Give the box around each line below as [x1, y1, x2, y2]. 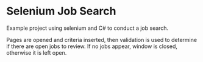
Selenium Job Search [6, 4, 116, 18]
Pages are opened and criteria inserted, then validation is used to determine [6, 36, 197, 43]
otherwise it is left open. [6, 49, 67, 56]
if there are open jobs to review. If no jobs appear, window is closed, [6, 43, 178, 50]
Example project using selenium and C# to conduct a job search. [6, 24, 169, 32]
